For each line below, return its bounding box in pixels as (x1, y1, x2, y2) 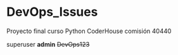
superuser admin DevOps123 (6, 40, 90, 48)
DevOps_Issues (6, 4, 98, 20)
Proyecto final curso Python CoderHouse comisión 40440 (6, 27, 172, 35)
